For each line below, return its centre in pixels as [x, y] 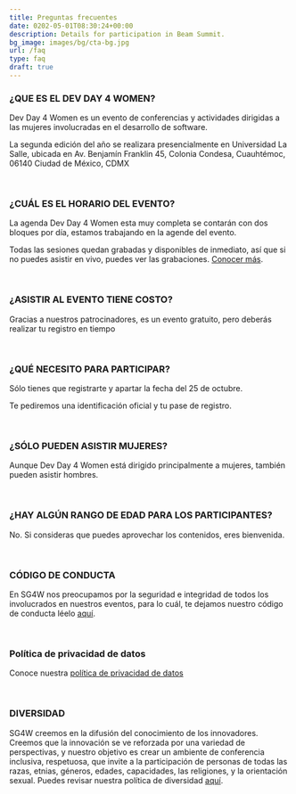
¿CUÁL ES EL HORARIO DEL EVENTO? [92, 204]
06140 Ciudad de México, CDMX [69, 164]
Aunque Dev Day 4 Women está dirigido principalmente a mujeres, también [148, 465]
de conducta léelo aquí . [53, 613]
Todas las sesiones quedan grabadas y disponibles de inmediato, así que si [148, 250]
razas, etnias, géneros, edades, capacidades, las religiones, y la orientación [148, 771]
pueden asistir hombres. [54, 475]
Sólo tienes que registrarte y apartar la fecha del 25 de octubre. [126, 389]
